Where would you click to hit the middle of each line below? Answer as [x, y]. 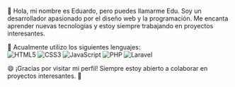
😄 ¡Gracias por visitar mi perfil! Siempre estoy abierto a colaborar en [108, 68]
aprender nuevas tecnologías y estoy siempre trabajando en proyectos [110, 26]
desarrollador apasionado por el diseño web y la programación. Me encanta [118, 18]
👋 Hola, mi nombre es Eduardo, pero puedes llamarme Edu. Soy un [104, 11]
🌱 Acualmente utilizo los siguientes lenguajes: [74, 47]
